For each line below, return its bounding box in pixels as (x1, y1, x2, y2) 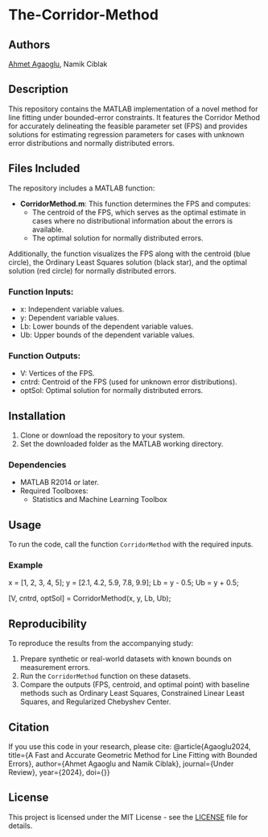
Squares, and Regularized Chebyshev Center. (19, 697, 171, 707)
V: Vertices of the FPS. (19, 369, 95, 379)
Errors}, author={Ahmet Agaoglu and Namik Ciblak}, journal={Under (8, 759, 234, 768)
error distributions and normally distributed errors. (8, 138, 175, 148)
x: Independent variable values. (19, 304, 125, 314)
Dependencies (8, 458, 67, 470)
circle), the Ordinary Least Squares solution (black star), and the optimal (8, 257, 248, 267)
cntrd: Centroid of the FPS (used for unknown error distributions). (19, 377, 237, 387)
